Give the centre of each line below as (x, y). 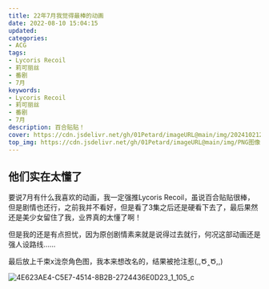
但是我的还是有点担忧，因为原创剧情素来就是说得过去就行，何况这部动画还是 (134, 235)
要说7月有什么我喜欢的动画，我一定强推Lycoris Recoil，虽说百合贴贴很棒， (131, 198)
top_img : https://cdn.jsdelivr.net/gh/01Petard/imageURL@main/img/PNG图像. (136, 142)
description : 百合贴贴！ (47, 127)
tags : (17, 53)
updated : (23, 30)
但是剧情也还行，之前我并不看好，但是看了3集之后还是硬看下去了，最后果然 (133, 207)
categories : (28, 38)
